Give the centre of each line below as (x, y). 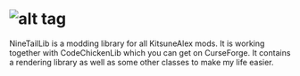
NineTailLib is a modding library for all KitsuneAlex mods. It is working (137, 43)
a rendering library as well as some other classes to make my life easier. (142, 62)
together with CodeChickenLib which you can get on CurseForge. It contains (150, 52)
